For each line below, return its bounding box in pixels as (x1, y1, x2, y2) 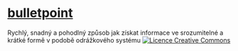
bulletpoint (7, 5, 73, 21)
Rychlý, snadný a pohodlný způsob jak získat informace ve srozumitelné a (7, 28, 224, 37)
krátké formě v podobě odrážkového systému (7, 35, 141, 44)
